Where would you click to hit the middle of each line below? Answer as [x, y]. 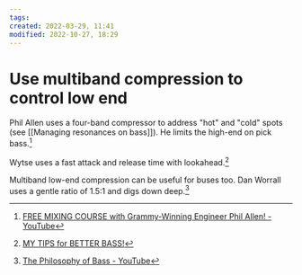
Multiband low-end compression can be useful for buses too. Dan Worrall [145, 180]
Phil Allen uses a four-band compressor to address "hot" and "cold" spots [146, 123]
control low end [69, 98]
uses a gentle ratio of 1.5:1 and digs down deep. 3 [100, 190]
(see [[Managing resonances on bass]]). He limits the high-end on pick [141, 132]
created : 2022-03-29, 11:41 [62, 26]
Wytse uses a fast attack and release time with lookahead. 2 [119, 161]
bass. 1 [21, 142]
